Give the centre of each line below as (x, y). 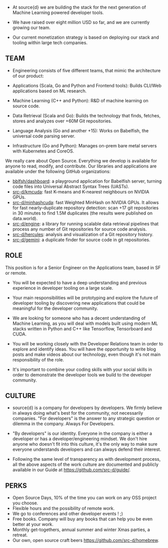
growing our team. (31, 28)
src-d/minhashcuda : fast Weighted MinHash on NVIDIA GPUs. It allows (86, 202)
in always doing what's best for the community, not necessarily (78, 413)
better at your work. (33, 524)
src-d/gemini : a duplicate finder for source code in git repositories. (81, 240)
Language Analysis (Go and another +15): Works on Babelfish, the (80, 130)
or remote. (16, 273)
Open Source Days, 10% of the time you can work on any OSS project (85, 498)
